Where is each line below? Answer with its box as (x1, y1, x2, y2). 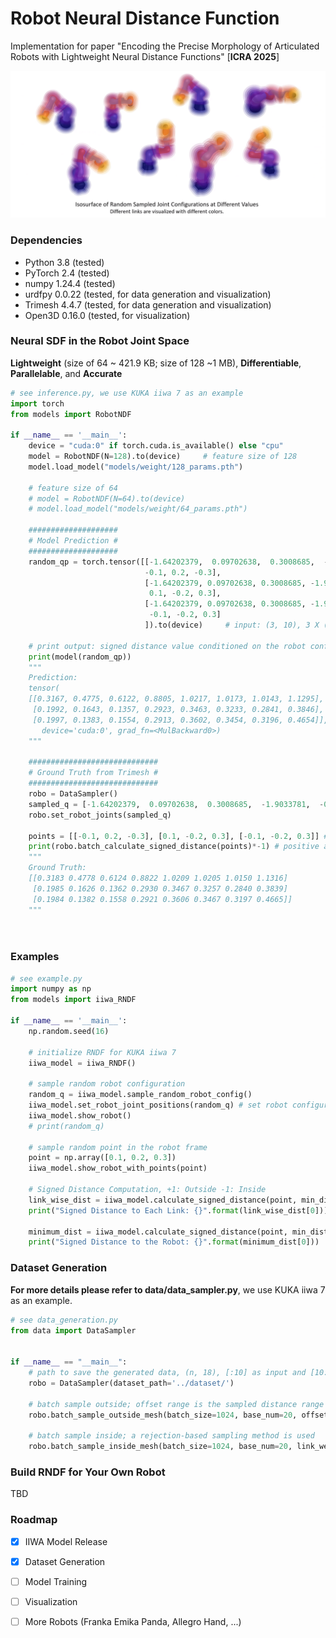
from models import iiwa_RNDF (10, 995, 137, 1005)
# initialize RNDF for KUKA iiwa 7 (28, 1047, 177, 1057)
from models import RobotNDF (10, 409, 132, 419)
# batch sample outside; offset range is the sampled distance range (28, 1399, 325, 1409)
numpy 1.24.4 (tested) (24, 277, 116, 289)
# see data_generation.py (10, 1315, 118, 1325)
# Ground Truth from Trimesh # (28, 768, 159, 778)
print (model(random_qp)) (28, 652, 132, 662)
